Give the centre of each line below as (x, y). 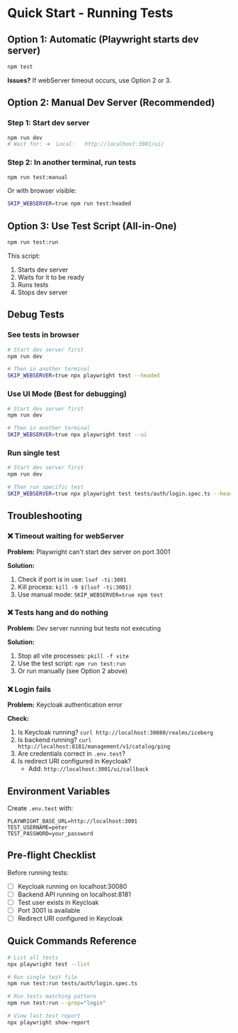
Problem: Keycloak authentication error (65, 705)
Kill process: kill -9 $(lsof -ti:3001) (75, 587)
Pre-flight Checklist (52, 856)
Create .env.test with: (40, 808)
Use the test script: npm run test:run (72, 663)
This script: (24, 256)
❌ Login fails (29, 689)
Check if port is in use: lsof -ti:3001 (72, 579)
